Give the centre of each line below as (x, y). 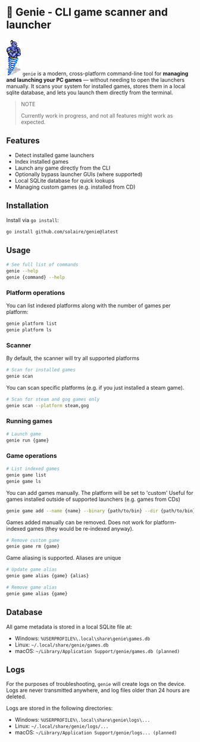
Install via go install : (33, 220)
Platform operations (36, 293)
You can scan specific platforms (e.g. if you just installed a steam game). (95, 387)
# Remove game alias (32, 587)
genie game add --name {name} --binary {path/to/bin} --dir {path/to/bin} (101, 511)
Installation (27, 206)
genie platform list (32, 324)
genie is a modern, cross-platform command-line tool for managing (105, 73)
